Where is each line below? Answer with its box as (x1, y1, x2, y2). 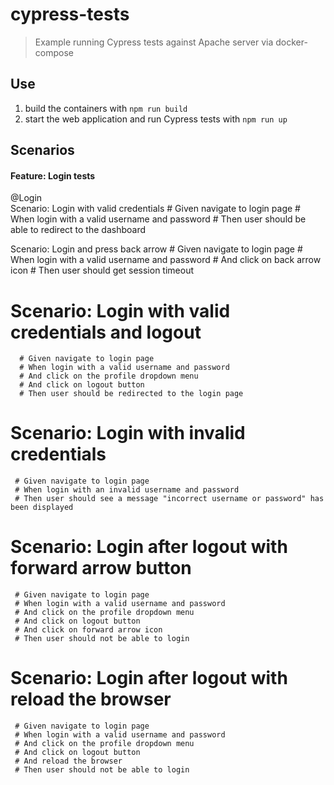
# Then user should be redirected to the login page (19, 389, 244, 399)
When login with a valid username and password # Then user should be (10, 213, 307, 225)
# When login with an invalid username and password (14, 485, 240, 495)
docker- (275, 36, 308, 48)
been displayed (10, 503, 74, 513)
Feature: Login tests (10, 169, 96, 182)
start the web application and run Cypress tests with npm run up (24, 113, 288, 125)
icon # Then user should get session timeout (10, 264, 195, 277)
